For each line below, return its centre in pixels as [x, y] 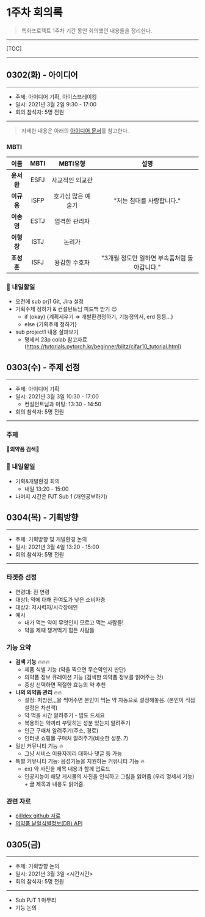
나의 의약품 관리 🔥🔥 [38, 692]
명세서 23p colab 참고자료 [56, 340]
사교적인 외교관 [72, 180]
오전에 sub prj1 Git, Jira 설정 [49, 301]
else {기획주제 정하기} [51, 324]
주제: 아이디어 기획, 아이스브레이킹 [56, 97]
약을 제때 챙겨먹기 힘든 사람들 [59, 630]
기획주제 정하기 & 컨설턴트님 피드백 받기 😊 [66, 309]
